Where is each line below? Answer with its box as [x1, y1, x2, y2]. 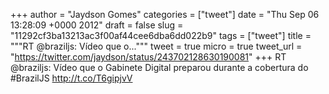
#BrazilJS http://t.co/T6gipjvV [10, 72, 133, 84]
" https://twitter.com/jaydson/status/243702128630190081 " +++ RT [10, 51, 287, 63]
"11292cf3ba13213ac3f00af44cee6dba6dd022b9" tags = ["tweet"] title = [10, 30, 312, 41]
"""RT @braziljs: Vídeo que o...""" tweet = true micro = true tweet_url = [10, 40, 303, 52]
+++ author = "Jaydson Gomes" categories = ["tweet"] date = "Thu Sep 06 [10, 9, 320, 20]
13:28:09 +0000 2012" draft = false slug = [10, 19, 184, 31]
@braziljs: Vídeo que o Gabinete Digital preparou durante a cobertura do [10, 62, 309, 73]
